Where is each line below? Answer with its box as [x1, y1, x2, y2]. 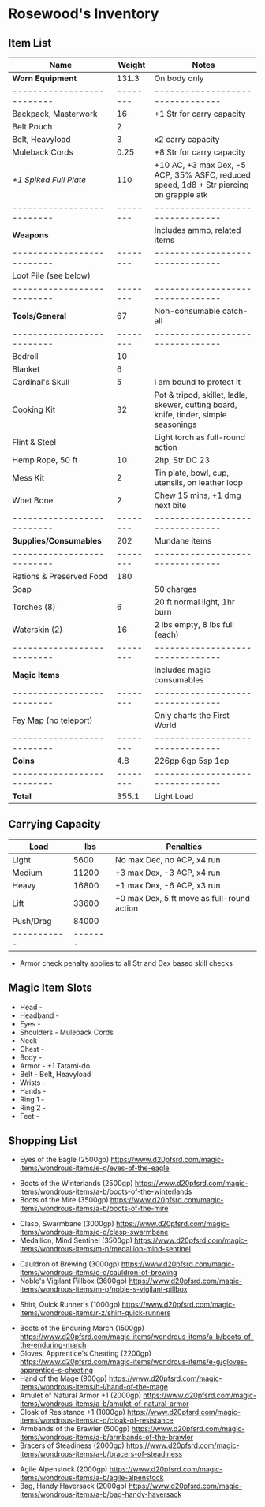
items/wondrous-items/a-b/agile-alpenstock [19, 1473, 164, 1483]
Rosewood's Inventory [8, 5, 159, 23]
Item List [8, 36, 52, 50]
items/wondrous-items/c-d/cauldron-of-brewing [19, 1268, 177, 1277]
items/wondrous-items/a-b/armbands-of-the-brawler [19, 1433, 194, 1442]
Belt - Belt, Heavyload [19, 1069, 91, 1079]
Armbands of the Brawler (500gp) [19, 1424, 130, 1434]
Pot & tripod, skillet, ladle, [154, 390, 248, 400]
